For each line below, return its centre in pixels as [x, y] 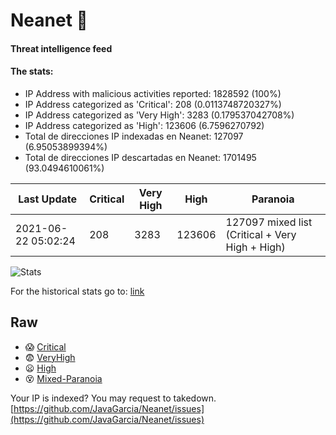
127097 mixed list [269, 222]
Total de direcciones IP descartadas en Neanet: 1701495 [140, 157]
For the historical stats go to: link [77, 291]
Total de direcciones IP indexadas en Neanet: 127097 [134, 136]
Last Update [48, 199]
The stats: [32, 71]
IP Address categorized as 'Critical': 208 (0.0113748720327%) [153, 104]
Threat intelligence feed [61, 48]
